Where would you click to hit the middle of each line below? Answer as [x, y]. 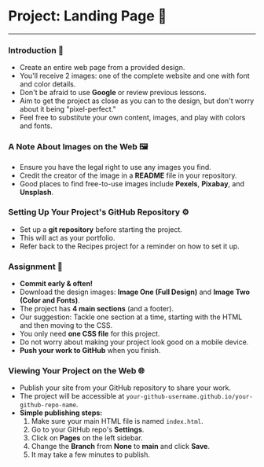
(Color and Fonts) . [49, 300]
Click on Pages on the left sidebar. [87, 438]
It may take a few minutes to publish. [91, 454]
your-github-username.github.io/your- [189, 397]
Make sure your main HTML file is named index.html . [117, 421]
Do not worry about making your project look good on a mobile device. [134, 342]
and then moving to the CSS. [66, 325]
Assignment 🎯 [35, 267]
